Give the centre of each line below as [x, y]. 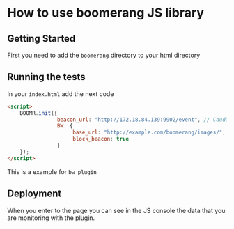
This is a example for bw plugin [52, 171]
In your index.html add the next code [61, 94]
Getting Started [41, 39]
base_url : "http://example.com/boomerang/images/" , [149, 133]
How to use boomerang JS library [106, 13]
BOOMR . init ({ [39, 113]
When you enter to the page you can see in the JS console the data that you [116, 210]
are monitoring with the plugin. [51, 218]
